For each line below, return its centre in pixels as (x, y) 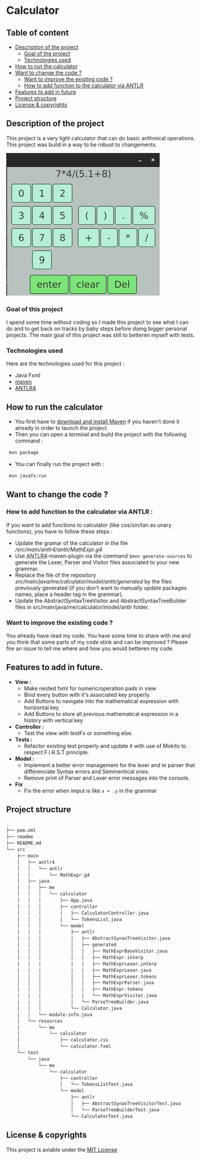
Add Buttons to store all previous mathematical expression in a (101, 713)
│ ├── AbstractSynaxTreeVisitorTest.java (126, 1104)
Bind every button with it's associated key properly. (87, 694)
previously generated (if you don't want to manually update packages (101, 588)
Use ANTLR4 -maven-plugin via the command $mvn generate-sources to (103, 556)
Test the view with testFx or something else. (78, 733)
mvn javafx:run (28, 476)
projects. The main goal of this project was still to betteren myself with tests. (100, 335)
